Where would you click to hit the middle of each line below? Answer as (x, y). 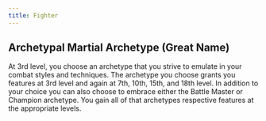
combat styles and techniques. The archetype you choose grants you (122, 75)
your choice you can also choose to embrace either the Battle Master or (126, 92)
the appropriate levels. (45, 108)
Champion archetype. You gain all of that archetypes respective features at (131, 100)
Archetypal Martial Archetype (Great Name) (119, 48)
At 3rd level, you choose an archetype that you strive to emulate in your (125, 66)
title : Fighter (33, 15)
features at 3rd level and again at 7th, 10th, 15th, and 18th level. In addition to (133, 83)
